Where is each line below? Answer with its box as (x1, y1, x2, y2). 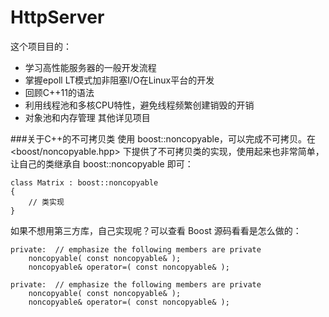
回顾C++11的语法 (24, 86, 95, 98)
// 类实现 (28, 197, 65, 207)
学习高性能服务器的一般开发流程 (24, 61, 157, 73)
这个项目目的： (10, 40, 72, 52)
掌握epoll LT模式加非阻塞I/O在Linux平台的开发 (24, 74, 215, 86)
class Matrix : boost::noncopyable (10, 177, 159, 188)
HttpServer (10, 6, 105, 29)
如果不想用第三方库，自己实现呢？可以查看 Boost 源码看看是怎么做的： (10, 224, 302, 236)
